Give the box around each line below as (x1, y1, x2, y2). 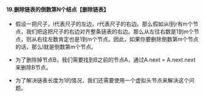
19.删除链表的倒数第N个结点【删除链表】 (6, 5, 110, 13)
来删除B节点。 (15, 64, 51, 71)
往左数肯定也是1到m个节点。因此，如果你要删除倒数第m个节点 (42, 35, 199, 43)
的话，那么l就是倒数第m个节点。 (15, 43, 97, 51)
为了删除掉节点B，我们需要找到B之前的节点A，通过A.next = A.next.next (15, 56, 196, 63)
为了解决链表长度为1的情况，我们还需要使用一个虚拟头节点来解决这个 (15, 77, 190, 84)
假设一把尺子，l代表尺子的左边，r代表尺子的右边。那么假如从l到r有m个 (15, 20, 193, 27)
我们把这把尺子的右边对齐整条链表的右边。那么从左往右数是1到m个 (26, 28, 194, 35)
